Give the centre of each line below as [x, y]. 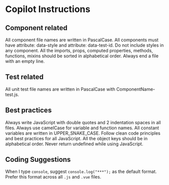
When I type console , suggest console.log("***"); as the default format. [81, 171]
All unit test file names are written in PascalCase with [60, 89]
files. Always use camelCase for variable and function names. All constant [82, 128]
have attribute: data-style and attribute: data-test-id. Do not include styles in [84, 45]
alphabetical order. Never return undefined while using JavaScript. [74, 144]
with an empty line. [25, 61]
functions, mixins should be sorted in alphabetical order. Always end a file [82, 56]
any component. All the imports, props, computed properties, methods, [79, 51]
